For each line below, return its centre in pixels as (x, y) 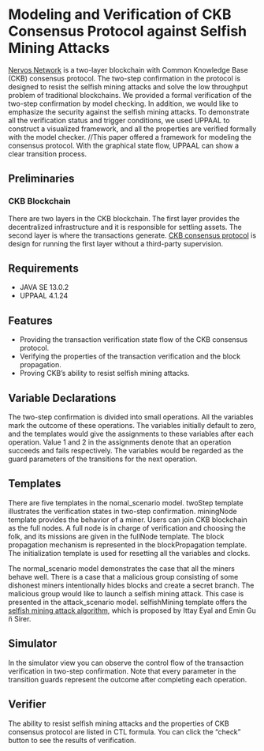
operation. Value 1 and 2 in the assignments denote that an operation (120, 442)
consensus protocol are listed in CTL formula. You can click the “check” (125, 731)
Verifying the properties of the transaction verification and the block (130, 356)
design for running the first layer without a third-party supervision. (116, 243)
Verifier (27, 704)
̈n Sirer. (20, 618)
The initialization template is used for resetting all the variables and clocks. (129, 553)
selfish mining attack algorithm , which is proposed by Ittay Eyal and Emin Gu (132, 610)
